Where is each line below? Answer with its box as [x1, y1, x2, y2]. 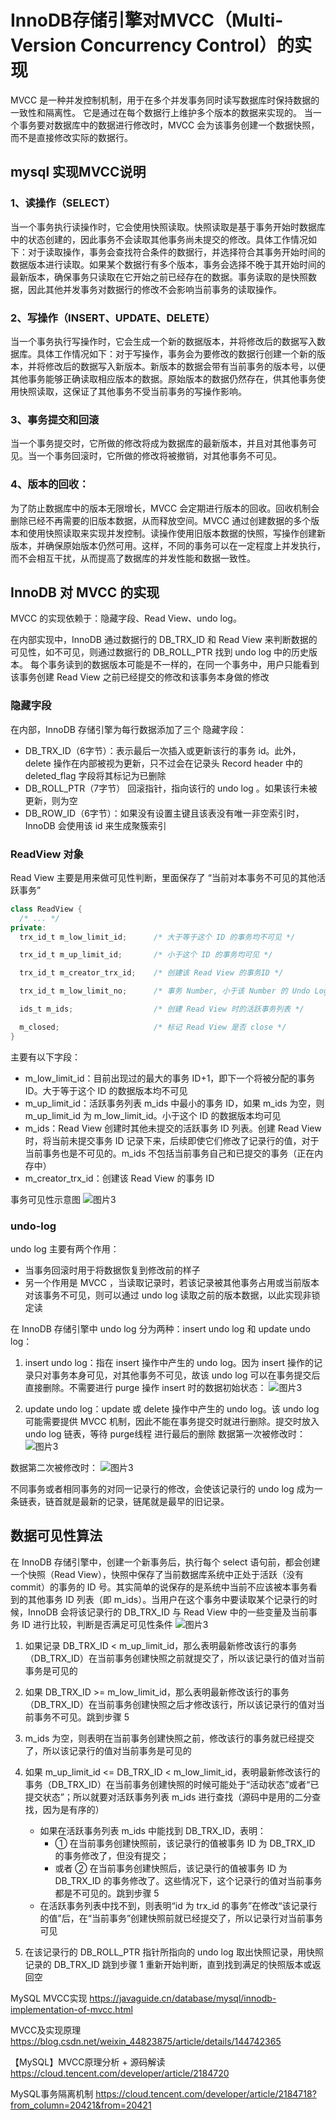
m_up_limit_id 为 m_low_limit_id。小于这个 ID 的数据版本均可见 [24, 1109, 282, 1121]
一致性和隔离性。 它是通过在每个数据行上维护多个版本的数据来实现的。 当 [10, 106, 313, 118]
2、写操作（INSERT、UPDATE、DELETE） [10, 311, 216, 325]
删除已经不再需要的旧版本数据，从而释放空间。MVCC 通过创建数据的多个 [10, 514, 312, 526]
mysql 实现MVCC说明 [10, 164, 147, 181]
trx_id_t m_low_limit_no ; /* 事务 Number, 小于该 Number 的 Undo [19, 986, 311, 996]
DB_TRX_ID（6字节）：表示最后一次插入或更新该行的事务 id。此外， [24, 744, 302, 756]
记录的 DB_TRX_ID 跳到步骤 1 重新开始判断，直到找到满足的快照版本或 [24, 1958, 313, 1970]
